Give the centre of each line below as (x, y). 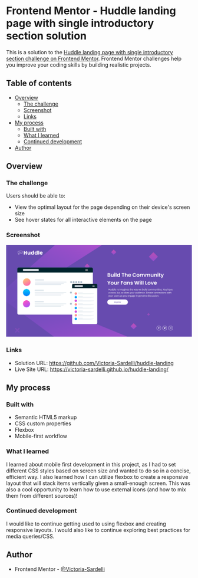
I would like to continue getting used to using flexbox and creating (86, 524)
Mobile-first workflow (41, 436)
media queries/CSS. (30, 536)
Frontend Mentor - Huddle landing (91, 11)
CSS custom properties (43, 423)
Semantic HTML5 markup (46, 418)
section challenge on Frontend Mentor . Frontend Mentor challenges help (94, 58)
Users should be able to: (36, 196)
